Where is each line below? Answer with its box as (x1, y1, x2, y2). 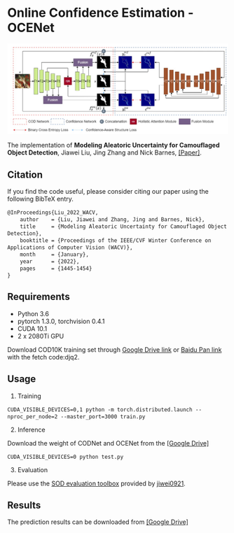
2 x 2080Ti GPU (17, 332, 64, 340)
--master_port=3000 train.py (60, 413, 146, 420)
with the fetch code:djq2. (7, 353, 80, 361)
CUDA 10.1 (17, 324, 48, 333)
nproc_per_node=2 (7, 413, 58, 420)
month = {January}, (20, 250, 90, 258)
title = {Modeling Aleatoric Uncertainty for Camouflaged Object (20, 222, 228, 230)
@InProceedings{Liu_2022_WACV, (7, 208, 99, 216)
